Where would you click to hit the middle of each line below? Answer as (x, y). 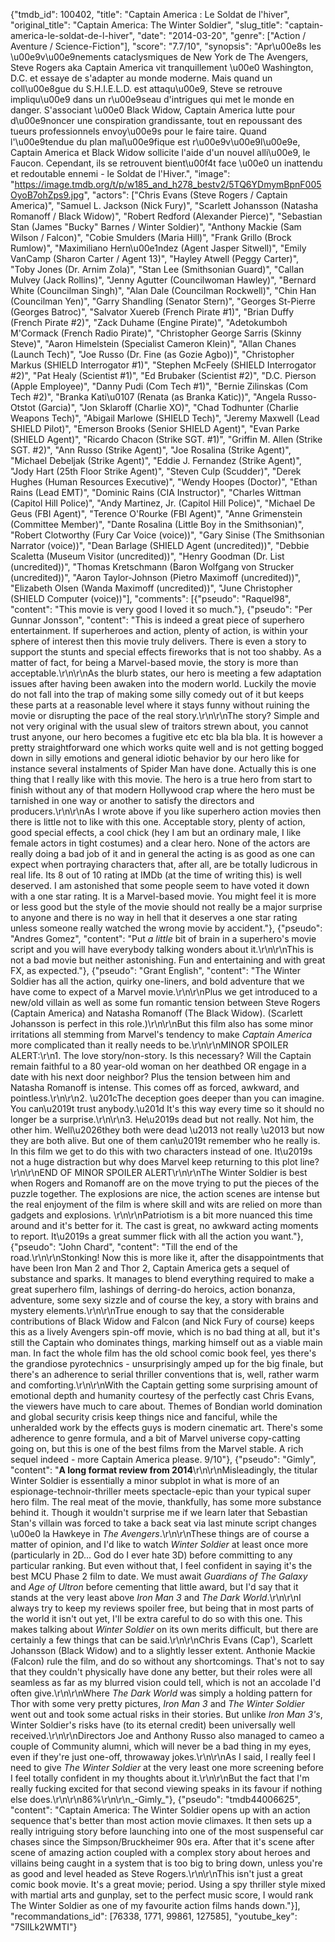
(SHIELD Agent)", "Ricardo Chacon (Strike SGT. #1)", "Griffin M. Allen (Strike (166, 439)
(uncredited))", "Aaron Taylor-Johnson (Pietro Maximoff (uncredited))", (156, 577)
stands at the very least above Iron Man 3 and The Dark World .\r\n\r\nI (156, 1597)
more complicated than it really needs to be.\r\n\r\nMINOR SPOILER (149, 1045)
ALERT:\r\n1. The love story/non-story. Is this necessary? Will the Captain (161, 1055)
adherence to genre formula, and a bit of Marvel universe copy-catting (155, 1438)
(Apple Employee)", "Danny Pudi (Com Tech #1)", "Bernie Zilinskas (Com (159, 386)
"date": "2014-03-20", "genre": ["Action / (221, 35)
